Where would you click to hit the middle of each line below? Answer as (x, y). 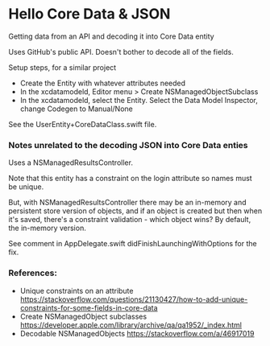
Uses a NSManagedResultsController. (71, 163)
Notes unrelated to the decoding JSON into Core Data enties (128, 145)
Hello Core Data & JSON (89, 14)
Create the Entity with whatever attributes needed (103, 83)
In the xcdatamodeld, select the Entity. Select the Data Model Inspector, (139, 100)
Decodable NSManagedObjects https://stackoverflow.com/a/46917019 (137, 333)
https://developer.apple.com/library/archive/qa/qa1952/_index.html (131, 325)
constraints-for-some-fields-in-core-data (89, 307)
